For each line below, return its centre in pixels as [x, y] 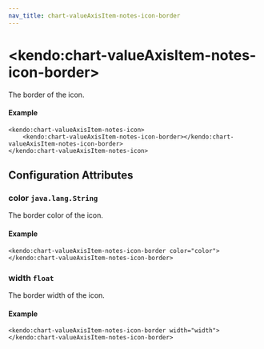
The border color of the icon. [56, 215]
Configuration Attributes [71, 176]
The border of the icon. [46, 94]
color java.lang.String [53, 199]
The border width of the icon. [57, 295]
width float [31, 278]
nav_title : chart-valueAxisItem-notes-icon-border [94, 16]
